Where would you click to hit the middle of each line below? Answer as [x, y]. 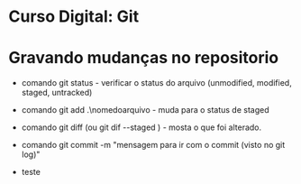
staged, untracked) [57, 93]
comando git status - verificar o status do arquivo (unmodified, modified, [156, 83]
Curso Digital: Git [74, 17]
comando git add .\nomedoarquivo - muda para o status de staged [145, 110]
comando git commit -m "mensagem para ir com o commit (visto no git [153, 145]
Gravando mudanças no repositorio [144, 58]
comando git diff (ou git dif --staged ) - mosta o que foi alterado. [141, 127]
